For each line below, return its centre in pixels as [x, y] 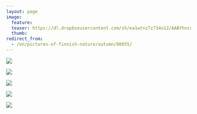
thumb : [19, 33]
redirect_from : [25, 39]
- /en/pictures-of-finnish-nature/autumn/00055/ [72, 45]
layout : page [22, 11]
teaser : [21, 28]
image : [14, 17]
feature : [22, 22]
